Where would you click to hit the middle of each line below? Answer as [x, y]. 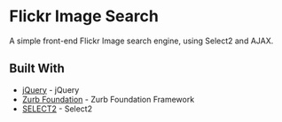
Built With [37, 69]
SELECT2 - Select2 [57, 109]
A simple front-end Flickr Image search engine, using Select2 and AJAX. [141, 41]
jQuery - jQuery [51, 89]
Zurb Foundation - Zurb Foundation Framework [108, 99]
